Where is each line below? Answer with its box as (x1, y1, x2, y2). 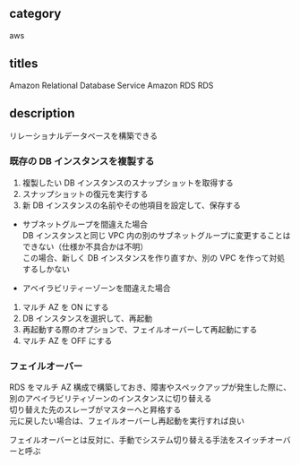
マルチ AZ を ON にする (21, 301, 109, 312)
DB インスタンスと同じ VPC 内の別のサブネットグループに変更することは (21, 229, 291, 240)
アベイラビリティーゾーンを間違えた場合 (21, 282, 171, 293)
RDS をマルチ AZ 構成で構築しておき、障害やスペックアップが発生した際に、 (9, 382, 292, 392)
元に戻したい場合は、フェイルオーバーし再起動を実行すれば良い (9, 416, 244, 426)
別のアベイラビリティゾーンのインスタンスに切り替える (9, 393, 212, 404)
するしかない (21, 263, 70, 274)
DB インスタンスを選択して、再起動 (21, 313, 153, 323)
